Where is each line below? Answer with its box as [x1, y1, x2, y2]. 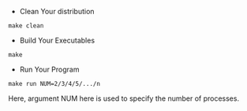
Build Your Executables [19, 35, 95, 45]
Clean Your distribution [19, 7, 95, 16]
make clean [8, 22, 44, 30]
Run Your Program [19, 65, 80, 74]
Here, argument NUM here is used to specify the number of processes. [8, 94, 239, 103]
